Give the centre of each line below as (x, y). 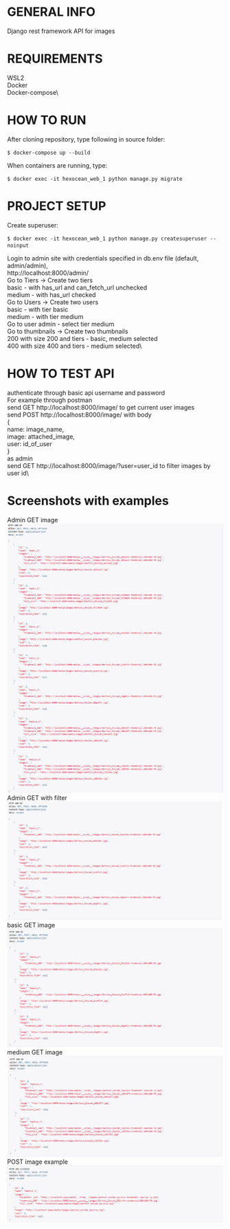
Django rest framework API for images (61, 31)
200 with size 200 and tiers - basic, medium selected (82, 338)
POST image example (38, 1162)
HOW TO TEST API (61, 374)
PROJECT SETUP (57, 206)
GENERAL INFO (51, 12)
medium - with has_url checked (51, 295)
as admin (20, 458)
